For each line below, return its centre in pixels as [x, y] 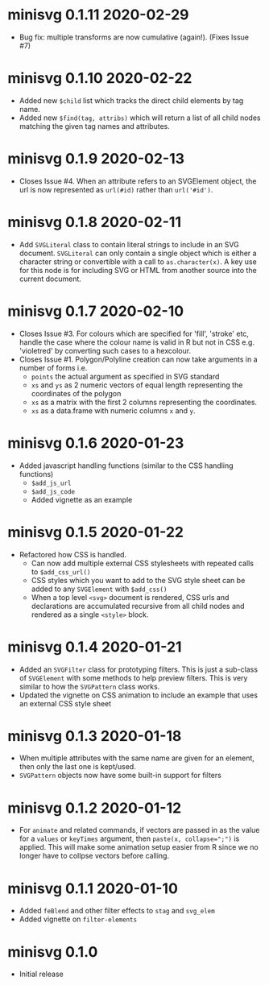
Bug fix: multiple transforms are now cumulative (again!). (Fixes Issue [134, 37]
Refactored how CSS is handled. [72, 554]
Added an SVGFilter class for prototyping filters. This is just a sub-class [139, 669]
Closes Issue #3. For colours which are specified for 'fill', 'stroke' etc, [134, 333]
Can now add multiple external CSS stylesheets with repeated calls [143, 563]
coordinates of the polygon [76, 393]
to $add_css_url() [61, 571]
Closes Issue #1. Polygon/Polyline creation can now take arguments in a [139, 359]
